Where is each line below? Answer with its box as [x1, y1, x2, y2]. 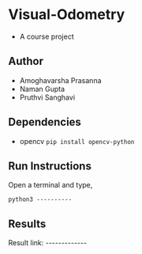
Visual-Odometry [8, 6, 125, 24]
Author [8, 55, 43, 68]
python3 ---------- [8, 195, 73, 203]
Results [8, 217, 47, 230]
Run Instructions [8, 159, 92, 172]
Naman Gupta [19, 84, 65, 93]
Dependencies [8, 116, 81, 129]
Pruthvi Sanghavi [19, 93, 76, 102]
